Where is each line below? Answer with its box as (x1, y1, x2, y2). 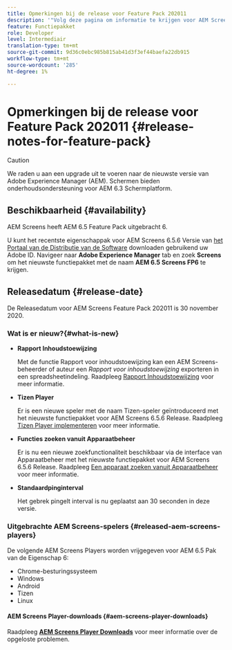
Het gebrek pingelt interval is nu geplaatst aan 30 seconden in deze (17, 497, 211, 505)
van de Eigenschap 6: (7, 553, 69, 561)
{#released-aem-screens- (130, 522, 221, 532)
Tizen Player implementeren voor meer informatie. (17, 422, 160, 430)
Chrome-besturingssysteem (17, 567, 98, 575)
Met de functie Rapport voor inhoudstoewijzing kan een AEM (17, 358, 191, 366)
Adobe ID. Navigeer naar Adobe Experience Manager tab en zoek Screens (7, 251, 222, 260)
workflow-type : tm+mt (7, 55, 70, 62)
